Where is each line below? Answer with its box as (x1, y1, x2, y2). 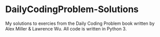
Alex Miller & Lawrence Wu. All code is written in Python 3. (5, 25, 127, 31)
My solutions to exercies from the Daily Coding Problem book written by (5, 20, 155, 26)
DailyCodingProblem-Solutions (5, 4, 139, 15)
